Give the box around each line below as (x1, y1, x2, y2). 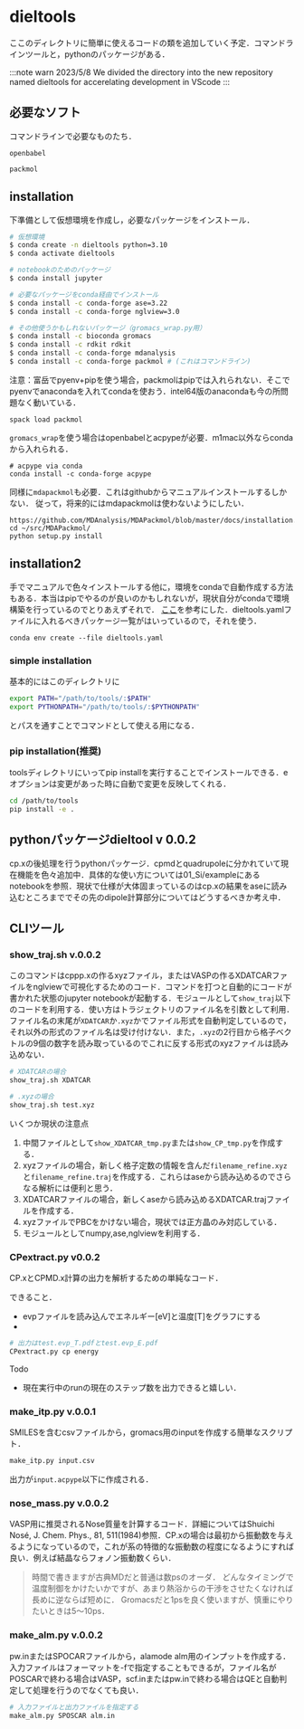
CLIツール (9, 921, 65, 936)
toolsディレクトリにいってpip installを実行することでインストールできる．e (9, 767, 289, 778)
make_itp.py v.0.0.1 (9, 1405, 97, 1418)
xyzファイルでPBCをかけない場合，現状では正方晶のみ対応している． (22, 1216, 282, 1227)
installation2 (9, 556, 81, 572)
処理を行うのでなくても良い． (33, 1685, 144, 1696)
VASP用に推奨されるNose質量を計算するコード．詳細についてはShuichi (9, 1518, 275, 1530)
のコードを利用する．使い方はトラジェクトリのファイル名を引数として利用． (9, 1004, 295, 1015)
